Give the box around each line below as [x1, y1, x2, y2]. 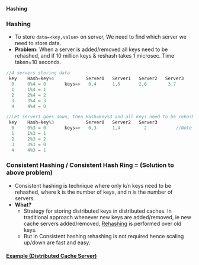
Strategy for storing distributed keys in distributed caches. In [23, 207, 172, 214]
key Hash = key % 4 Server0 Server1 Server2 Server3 [8, 75, 184, 82]
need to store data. [14, 40, 62, 47]
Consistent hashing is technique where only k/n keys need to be [14, 182, 172, 189]
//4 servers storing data [6, 70, 70, 76]
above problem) [6, 169, 53, 177]
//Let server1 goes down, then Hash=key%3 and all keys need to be [6, 114, 176, 120]
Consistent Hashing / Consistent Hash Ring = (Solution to [6, 161, 174, 169]
